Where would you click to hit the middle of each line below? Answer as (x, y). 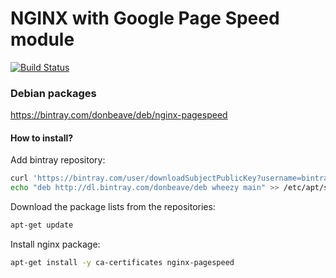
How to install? (42, 138)
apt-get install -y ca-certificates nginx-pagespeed (122, 263)
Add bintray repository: (58, 160)
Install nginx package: (55, 244)
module (42, 39)
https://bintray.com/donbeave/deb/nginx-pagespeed (119, 115)
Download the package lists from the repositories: (113, 207)
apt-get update (42, 225)
